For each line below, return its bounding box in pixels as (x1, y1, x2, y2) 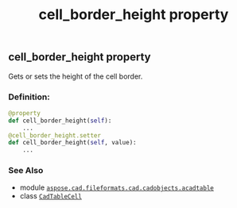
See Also (8, 165, 44, 176)
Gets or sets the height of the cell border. (8, 71, 143, 81)
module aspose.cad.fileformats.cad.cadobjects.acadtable (19, 183, 215, 192)
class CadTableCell (19, 191, 82, 201)
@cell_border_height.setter (8, 131, 102, 140)
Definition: (8, 91, 50, 102)
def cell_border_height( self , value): (8, 139, 137, 147)
